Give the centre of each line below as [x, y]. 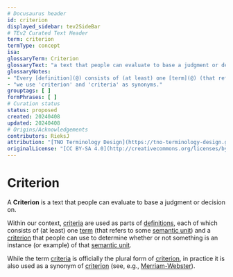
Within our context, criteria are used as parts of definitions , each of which [113, 223]
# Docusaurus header [37, 14]
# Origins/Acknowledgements [48, 129]
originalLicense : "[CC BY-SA [49, 149]
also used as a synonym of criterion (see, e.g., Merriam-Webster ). [101, 266]
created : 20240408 [34, 116]
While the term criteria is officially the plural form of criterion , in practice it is [116, 258]
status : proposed [32, 110]
